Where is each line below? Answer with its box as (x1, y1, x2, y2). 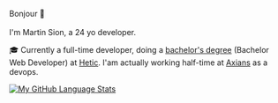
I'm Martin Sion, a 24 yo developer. (9, 27, 137, 37)
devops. (9, 67, 39, 77)
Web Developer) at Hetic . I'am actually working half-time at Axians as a (9, 57, 268, 68)
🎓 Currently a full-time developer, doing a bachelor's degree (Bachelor (9, 45, 269, 55)
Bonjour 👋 (9, 9, 46, 18)
